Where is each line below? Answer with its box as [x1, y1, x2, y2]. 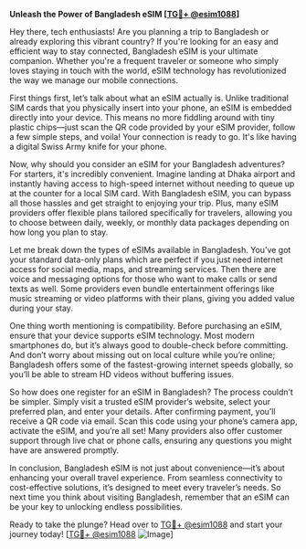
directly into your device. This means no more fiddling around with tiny [9, 112, 276, 122]
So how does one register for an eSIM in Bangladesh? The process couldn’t [9, 386, 294, 397]
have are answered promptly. [9, 445, 120, 456]
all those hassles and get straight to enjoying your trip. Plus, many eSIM [9, 197, 279, 208]
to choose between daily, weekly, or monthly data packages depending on [9, 217, 290, 227]
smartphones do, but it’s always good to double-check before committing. [9, 340, 289, 351]
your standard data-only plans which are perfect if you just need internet [9, 254, 283, 265]
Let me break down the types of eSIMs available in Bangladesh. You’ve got [9, 245, 291, 255]
